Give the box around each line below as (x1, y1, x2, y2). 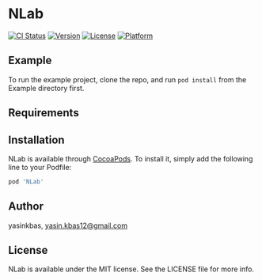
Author (8, 199, 44, 214)
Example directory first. (8, 83, 85, 93)
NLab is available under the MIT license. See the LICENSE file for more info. (8, 264, 255, 274)
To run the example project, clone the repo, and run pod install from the (8, 74, 247, 84)
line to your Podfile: (8, 162, 72, 172)
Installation (8, 133, 65, 146)
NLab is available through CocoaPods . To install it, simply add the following (8, 153, 253, 163)
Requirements (8, 106, 79, 119)
